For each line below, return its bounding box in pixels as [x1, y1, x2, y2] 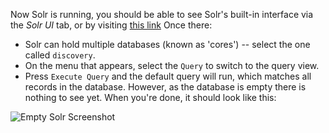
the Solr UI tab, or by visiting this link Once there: [10, 19, 213, 31]
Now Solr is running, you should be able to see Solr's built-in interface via [10, 9, 314, 20]
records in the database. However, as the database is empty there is [24, 81, 307, 93]
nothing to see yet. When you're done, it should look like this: [24, 92, 277, 103]
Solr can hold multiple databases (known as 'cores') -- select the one [24, 39, 311, 50]
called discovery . [24, 49, 96, 61]
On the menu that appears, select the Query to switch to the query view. [24, 60, 320, 71]
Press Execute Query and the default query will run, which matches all [24, 70, 312, 82]
